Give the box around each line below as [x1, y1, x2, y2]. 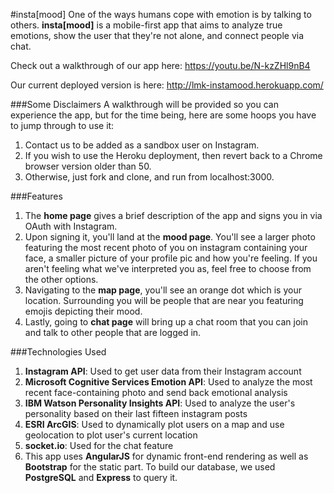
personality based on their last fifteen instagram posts [24, 408, 248, 419]
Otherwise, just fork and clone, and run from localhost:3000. [24, 171, 275, 183]
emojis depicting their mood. [24, 305, 143, 317]
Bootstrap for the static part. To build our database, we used [24, 461, 276, 473]
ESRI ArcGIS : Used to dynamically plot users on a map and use [24, 419, 285, 430]
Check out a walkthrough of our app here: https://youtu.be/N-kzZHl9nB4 [10, 60, 311, 71]
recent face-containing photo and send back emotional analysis [24, 387, 288, 398]
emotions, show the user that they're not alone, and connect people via [10, 30, 305, 41]
